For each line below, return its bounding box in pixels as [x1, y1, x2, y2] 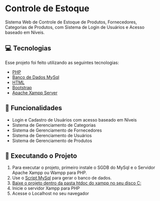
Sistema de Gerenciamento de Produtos [12, 138, 92, 143]
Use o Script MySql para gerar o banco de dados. [12, 175, 112, 181]
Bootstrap [12, 84, 32, 90]
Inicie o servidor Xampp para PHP [12, 185, 80, 191]
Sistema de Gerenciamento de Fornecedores [12, 127, 102, 133]
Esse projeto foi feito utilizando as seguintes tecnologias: [5, 60, 119, 65]
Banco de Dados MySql [12, 74, 59, 80]
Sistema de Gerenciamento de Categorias [12, 122, 96, 128]
